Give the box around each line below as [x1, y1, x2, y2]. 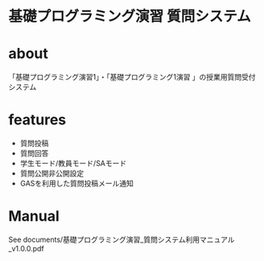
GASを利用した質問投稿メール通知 [19, 178, 134, 189]
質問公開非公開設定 [19, 169, 85, 178]
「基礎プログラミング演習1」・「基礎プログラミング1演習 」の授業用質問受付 [8, 72, 256, 82]
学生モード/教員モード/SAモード [19, 158, 127, 169]
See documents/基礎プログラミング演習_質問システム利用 [8, 234, 200, 244]
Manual [8, 207, 60, 226]
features [8, 111, 67, 129]
